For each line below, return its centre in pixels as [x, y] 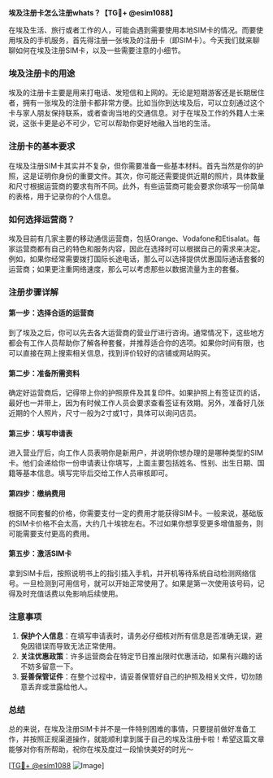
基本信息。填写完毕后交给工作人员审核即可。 [97, 473]
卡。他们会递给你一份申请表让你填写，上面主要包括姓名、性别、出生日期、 [133, 463]
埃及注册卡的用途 [42, 73]
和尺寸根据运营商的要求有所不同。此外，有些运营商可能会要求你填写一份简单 [136, 186]
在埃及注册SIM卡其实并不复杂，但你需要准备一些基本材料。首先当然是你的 [132, 165]
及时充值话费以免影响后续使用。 [69, 593]
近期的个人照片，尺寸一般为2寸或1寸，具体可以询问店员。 [105, 413]
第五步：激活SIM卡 [40, 553]
